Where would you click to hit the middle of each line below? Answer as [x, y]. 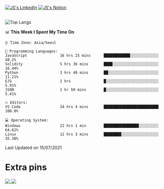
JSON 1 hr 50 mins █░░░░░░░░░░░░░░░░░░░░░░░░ [82, 90]
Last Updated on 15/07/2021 [34, 147]
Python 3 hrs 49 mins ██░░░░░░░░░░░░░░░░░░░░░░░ [82, 73]
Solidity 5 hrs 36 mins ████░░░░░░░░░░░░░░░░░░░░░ [82, 64]
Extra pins [26, 167]
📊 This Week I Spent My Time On [40, 32]
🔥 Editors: [16, 103]
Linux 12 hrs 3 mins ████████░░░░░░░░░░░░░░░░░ [82, 134]
